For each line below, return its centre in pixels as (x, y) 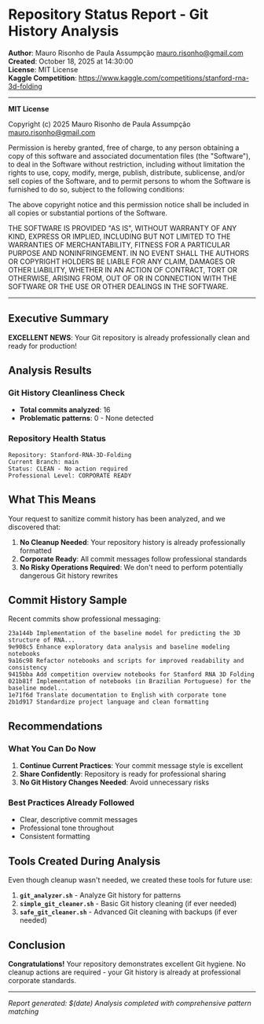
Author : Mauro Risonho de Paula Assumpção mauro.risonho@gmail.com (126, 53)
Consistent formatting (55, 836)
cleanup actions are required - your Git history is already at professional (125, 972)
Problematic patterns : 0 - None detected (86, 419)
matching (24, 1011)
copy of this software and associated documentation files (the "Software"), (130, 155)
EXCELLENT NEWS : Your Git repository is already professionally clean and (129, 337)
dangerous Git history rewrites (69, 576)
